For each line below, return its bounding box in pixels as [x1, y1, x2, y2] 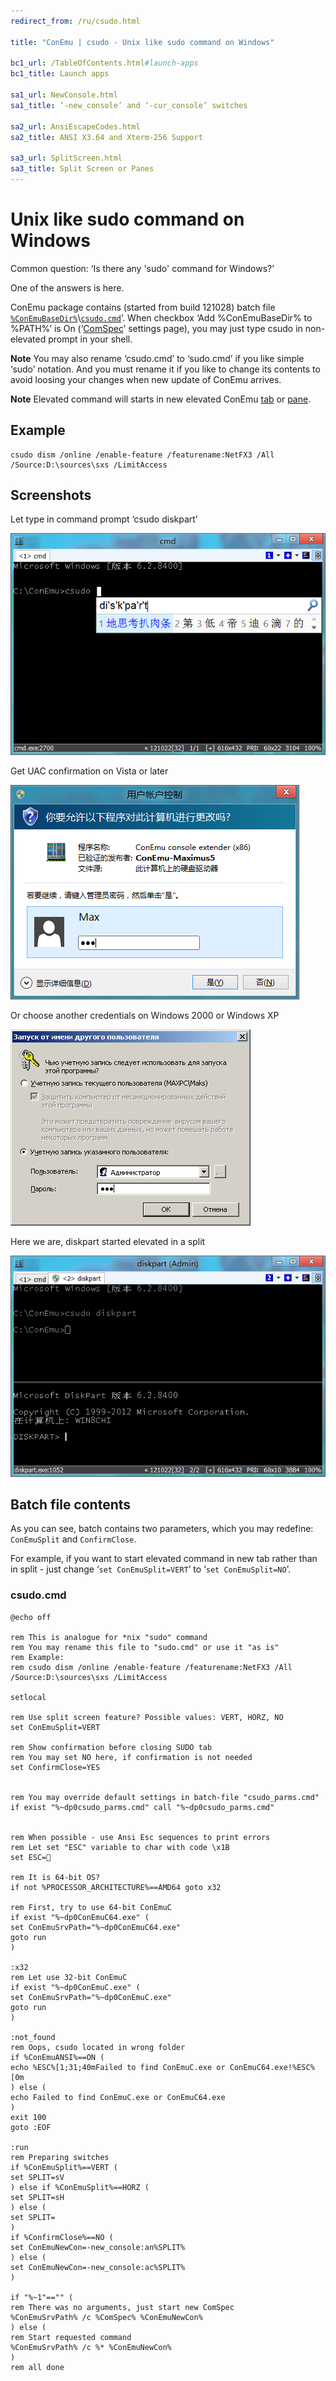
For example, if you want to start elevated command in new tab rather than [10, 1553, 318, 1565]
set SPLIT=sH [10, 2192, 65, 2202]
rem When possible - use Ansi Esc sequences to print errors [10, 1832, 271, 1842]
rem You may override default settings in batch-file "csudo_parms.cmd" [10, 1792, 320, 1802]
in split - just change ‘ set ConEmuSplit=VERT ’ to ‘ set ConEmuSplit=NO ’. [10, 1563, 291, 1575]
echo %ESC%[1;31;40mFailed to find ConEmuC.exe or [10, 2062, 226, 2072]
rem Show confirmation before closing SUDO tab [10, 1742, 213, 1752]
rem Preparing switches [10, 2152, 110, 2162]
